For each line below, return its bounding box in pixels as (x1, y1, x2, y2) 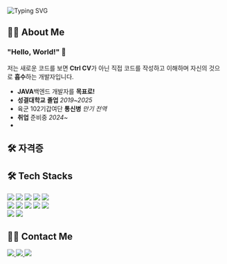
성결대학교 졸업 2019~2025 (17, 95, 93, 104)
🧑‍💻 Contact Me (7, 230, 73, 242)
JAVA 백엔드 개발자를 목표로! (17, 87, 96, 95)
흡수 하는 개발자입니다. (14, 73, 74, 81)
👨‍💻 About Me (7, 26, 65, 38)
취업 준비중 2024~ (17, 113, 69, 121)
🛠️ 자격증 (7, 142, 44, 155)
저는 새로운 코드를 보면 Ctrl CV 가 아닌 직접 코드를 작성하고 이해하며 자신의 (7, 64, 208, 72)
